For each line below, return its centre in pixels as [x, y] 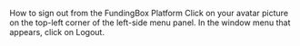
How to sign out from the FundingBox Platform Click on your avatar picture [149, 13]
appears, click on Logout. [57, 32]
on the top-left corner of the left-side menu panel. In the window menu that [150, 23]
